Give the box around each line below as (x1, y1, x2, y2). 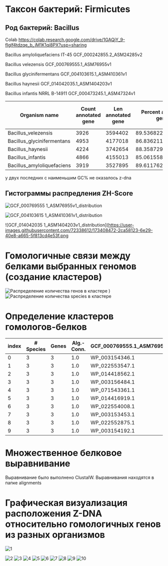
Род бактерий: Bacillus (5, 23, 79, 32)
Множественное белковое (5, 447, 122, 458)
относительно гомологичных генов (5, 518, 161, 529)
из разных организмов (5, 529, 105, 540)
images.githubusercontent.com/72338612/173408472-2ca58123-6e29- (5, 227, 153, 233)
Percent (141, 108, 160, 115)
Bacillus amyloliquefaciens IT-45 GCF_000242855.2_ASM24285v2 (5, 51, 142, 57)
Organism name (19, 111, 59, 118)
